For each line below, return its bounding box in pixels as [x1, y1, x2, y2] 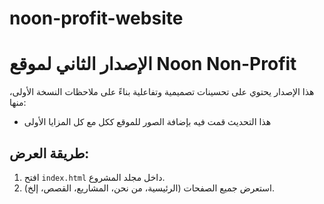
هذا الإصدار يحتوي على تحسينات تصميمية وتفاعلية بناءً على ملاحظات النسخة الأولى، [9, 86, 315, 98]
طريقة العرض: [9, 145, 90, 162]
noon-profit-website [9, 7, 184, 30]
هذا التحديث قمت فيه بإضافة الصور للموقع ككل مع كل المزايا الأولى [23, 116, 272, 128]
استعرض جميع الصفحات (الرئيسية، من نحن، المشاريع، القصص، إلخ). [23, 182, 275, 194]
